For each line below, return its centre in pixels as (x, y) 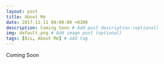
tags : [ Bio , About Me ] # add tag (47, 38)
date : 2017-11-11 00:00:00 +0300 (47, 22)
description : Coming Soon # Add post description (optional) (83, 28)
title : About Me (26, 17)
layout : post (22, 11)
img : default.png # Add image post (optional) (64, 33)
